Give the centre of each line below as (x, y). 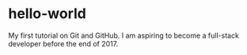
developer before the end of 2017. (63, 43)
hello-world (47, 14)
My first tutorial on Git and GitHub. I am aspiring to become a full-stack (124, 35)
